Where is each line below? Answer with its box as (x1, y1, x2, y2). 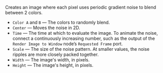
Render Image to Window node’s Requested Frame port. (12, 41, 123, 47)
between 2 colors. (5, 10, 43, 16)
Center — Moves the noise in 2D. (12, 25, 80, 31)
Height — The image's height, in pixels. (12, 62, 94, 68)
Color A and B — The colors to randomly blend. (12, 20, 110, 25)
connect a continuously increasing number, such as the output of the (12, 35, 155, 41)
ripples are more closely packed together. (12, 51, 99, 57)
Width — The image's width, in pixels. (12, 57, 90, 62)
